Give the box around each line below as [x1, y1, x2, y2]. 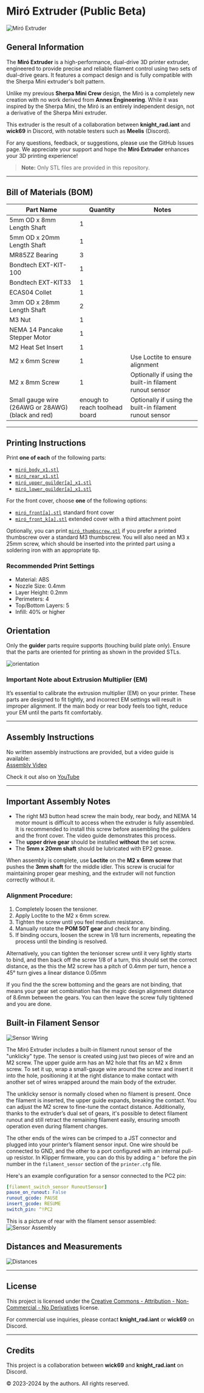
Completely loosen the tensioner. [15, 905, 98, 913]
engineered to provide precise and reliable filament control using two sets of [6, 65, 197, 72]
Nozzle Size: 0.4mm [15, 582, 66, 590]
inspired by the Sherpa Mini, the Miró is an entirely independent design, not [6, 102, 195, 110]
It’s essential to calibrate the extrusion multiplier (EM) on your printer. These [6, 689, 196, 696]
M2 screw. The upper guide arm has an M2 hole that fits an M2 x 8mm [6, 1059, 182, 1066]
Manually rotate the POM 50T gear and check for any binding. [15, 925, 171, 932]
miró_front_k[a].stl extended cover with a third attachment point [15, 515, 181, 522]
